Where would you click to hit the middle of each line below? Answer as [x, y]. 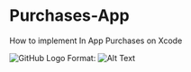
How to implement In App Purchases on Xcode [96, 40]
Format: [82, 58]
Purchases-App [69, 16]
